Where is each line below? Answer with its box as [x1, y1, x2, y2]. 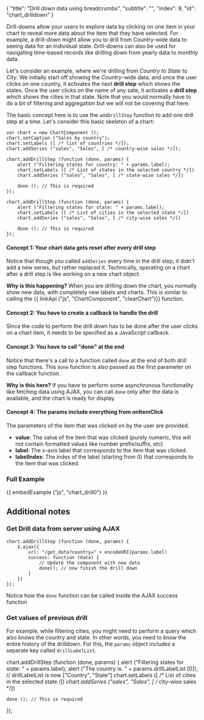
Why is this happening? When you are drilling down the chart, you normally [6, 282, 197, 290]
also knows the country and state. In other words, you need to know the [6, 634, 187, 641]
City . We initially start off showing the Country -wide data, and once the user [6, 74, 198, 80]
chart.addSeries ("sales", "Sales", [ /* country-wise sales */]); [6, 146, 181, 152]
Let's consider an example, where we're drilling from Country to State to [6, 67, 188, 74]
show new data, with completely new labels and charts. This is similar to [6, 288, 188, 296]
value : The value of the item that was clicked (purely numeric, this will [15, 433, 191, 441]
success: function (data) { [28, 554, 99, 560]
